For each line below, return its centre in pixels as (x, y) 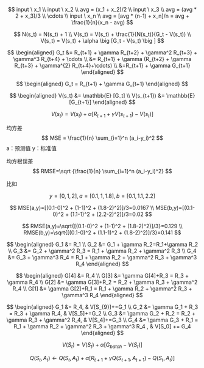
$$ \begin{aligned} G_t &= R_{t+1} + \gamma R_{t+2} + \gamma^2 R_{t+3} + (102, 52)
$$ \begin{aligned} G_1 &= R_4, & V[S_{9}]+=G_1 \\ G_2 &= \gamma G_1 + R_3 (102, 307)
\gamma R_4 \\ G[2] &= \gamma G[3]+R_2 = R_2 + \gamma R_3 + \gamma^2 (102, 282)
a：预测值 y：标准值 (31, 148)
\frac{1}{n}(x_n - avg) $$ (102, 22)
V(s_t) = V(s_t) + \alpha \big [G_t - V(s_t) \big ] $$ (102, 41)
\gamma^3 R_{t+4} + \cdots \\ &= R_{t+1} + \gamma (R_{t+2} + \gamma (102, 59)
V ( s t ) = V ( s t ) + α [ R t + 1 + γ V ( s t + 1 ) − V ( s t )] (102, 115)
